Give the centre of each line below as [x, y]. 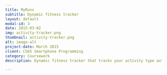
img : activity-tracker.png [33, 33]
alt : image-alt [21, 42]
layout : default [22, 19]
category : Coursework [28, 56]
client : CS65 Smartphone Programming [44, 51]
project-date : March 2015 [32, 47]
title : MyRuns [20, 10]
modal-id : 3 [17, 24]
